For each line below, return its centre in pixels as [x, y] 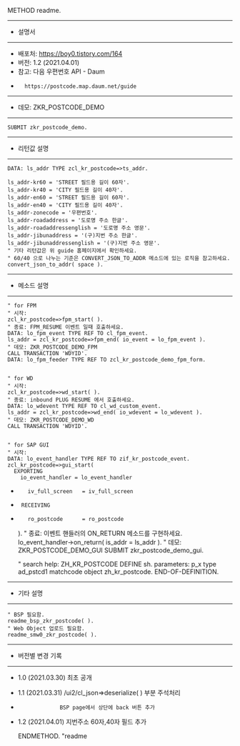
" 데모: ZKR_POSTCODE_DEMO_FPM [52, 347]
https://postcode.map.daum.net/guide [81, 86]
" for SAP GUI [29, 445]
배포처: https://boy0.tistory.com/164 [70, 54]
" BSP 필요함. [26, 615]
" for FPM [22, 306]
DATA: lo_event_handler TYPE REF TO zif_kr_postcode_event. [99, 459]
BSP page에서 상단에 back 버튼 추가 [107, 707]
